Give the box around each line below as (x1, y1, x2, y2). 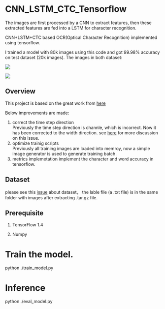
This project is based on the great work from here (5, 100, 106, 106)
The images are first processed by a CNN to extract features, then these (5, 20, 152, 26)
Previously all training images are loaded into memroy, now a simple (12, 145, 150, 151)
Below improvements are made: (5, 110, 69, 116)
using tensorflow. (5, 39, 40, 45)
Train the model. (5, 248, 74, 260)
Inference (5, 282, 46, 293)
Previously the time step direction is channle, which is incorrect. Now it (12, 124, 157, 130)
